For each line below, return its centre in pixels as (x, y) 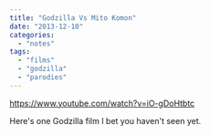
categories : (32, 35)
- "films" (36, 60)
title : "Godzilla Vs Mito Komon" (73, 18)
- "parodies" (42, 78)
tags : (20, 52)
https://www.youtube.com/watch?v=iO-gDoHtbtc (102, 103)
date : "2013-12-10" (47, 26)
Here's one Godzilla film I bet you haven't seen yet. (105, 120)
